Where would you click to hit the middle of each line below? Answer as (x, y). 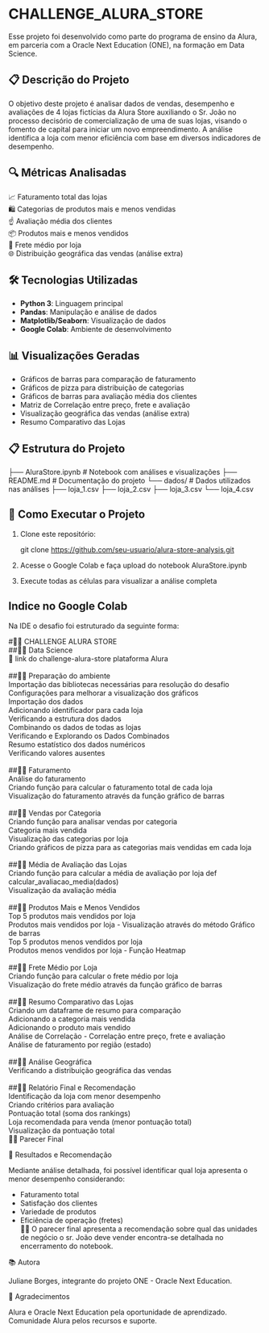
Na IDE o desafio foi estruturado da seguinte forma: (94, 626)
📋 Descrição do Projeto (69, 80)
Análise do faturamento (47, 778)
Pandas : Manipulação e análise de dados (88, 312)
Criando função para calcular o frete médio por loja (93, 976)
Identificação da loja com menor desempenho (85, 1096)
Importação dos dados (46, 701)
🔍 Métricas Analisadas (68, 173)
